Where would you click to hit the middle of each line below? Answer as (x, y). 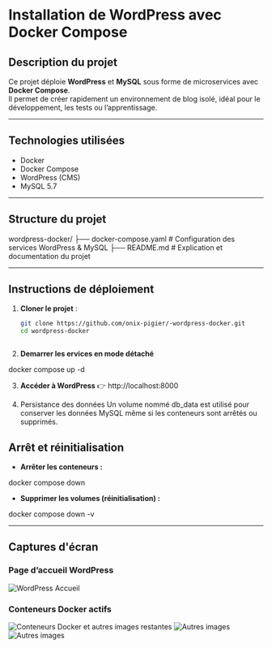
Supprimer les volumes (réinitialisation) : (90, 498)
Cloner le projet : (49, 309)
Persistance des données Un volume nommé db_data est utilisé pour (134, 404)
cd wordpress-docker (55, 331)
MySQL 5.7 (38, 186)
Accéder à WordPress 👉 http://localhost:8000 (99, 386)
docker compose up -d (47, 369)
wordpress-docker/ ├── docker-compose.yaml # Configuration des (122, 239)
